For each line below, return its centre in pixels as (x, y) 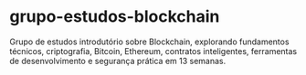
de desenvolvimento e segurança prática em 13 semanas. (118, 61)
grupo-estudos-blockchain (115, 17)
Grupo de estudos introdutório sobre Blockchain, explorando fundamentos (149, 42)
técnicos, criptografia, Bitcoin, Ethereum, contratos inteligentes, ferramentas (153, 51)
